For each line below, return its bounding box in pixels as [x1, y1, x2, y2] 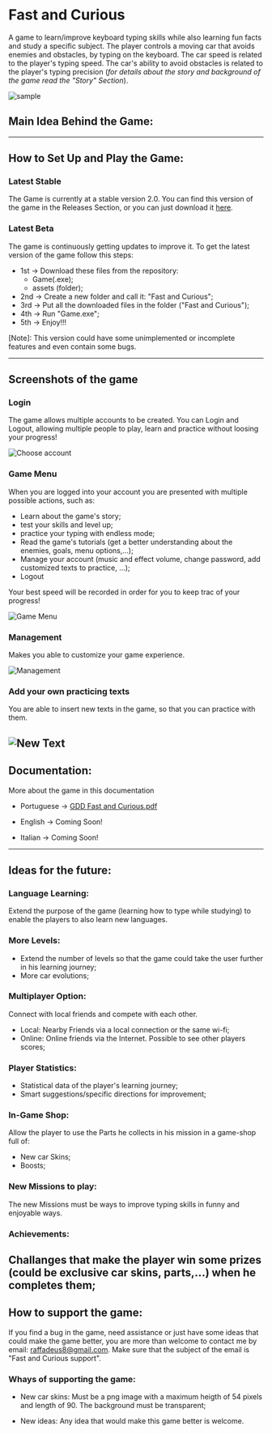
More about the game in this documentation [8, 785, 155, 795]
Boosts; [19, 1160, 46, 1171]
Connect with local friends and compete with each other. [8, 1009, 198, 1019]
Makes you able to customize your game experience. [8, 650, 185, 660]
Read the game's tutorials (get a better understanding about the [19, 537, 233, 547]
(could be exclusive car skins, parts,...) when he [8, 1266, 257, 1279]
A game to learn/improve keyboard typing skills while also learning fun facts [8, 32, 261, 42]
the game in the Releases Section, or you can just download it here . [8, 202, 233, 212]
